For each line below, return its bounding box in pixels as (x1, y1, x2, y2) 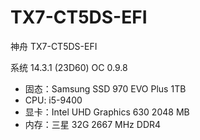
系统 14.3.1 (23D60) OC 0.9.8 (10, 61, 128, 73)
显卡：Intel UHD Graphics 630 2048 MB (24, 106, 190, 118)
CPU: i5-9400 (24, 94, 83, 106)
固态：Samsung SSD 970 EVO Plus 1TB (24, 82, 187, 95)
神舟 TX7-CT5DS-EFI (10, 40, 98, 52)
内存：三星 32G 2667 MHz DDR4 (24, 118, 162, 130)
